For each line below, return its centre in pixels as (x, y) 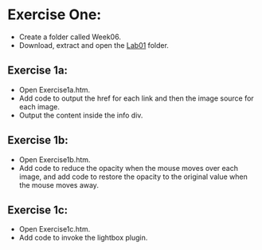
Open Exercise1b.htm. (55, 159)
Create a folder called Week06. (70, 37)
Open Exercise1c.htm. (55, 229)
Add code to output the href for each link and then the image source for (136, 98)
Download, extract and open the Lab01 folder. (94, 45)
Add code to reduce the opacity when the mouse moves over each (128, 168)
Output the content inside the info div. (81, 115)
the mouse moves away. (59, 185)
